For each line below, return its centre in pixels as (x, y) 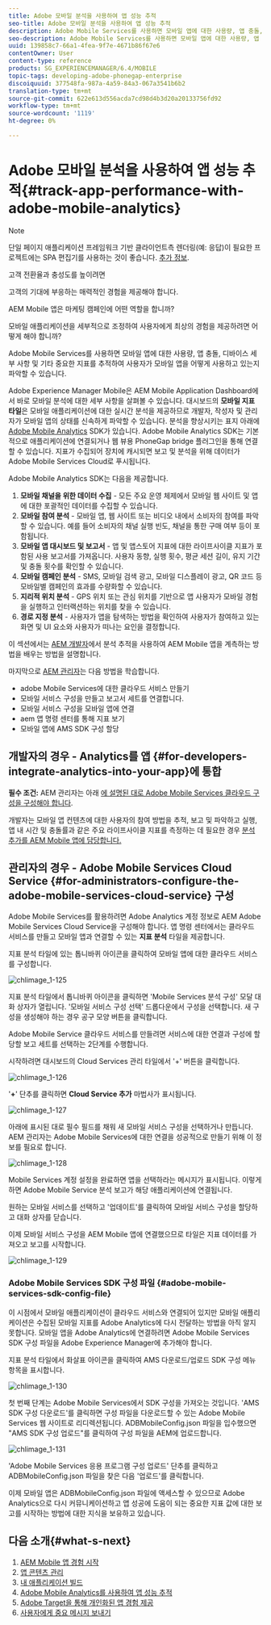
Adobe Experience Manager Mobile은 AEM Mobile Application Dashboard (130, 390)
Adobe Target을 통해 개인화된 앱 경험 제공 (87, 1602)
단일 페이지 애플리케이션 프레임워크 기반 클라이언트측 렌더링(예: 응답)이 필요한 (130, 247)
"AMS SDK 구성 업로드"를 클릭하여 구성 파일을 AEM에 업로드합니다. (115, 1433)
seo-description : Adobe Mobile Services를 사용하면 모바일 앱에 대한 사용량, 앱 (134, 38)
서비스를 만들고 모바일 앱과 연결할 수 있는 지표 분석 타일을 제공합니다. (117, 936)
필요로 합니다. (45, 1147)
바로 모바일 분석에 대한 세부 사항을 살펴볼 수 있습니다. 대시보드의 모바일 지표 (136, 400)
